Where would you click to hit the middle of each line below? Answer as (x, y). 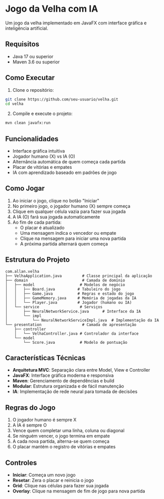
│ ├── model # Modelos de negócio (65, 284)
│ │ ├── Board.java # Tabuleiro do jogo (63, 289)
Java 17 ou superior (33, 56)
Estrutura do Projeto (38, 260)
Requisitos (22, 44)
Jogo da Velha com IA (52, 9)
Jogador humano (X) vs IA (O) (44, 156)
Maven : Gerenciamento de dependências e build (63, 381)
